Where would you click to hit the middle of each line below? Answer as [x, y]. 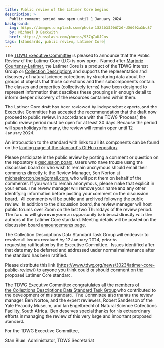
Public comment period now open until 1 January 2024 [65, 19]
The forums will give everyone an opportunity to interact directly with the [79, 214]
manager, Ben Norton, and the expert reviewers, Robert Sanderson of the [79, 300]
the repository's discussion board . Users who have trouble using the [74, 162]
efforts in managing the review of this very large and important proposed [78, 316]
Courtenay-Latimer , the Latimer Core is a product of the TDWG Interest [77, 66]
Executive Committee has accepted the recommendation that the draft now [81, 112]
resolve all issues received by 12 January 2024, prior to [61, 240]
